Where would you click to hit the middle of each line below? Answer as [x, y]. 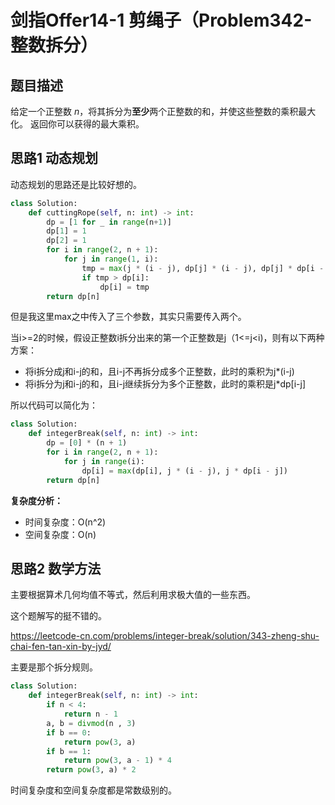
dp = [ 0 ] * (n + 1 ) [87, 443]
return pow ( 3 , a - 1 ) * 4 [117, 761]
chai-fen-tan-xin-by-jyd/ [61, 647]
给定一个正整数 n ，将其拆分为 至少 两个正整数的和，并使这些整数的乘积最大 [163, 111]
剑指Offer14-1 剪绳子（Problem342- [161, 20]
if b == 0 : [69, 732]
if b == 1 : [69, 751]
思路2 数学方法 [56, 568]
